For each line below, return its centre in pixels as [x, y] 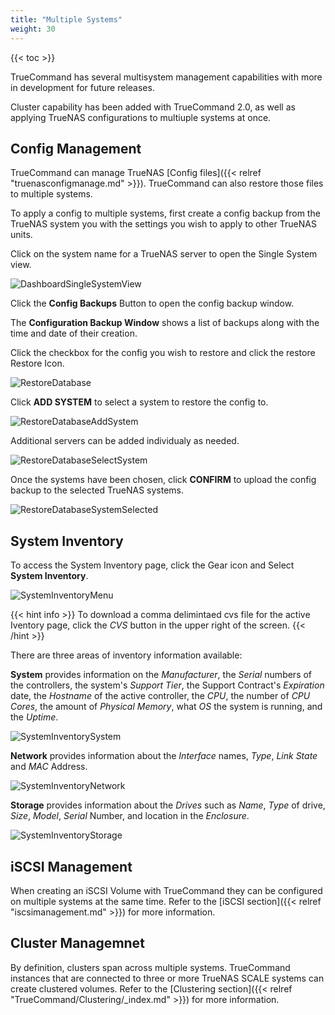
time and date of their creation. [74, 333]
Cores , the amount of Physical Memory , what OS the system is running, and [166, 707]
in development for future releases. [82, 87]
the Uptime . [34, 717]
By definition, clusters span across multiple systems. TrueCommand [150, 967]
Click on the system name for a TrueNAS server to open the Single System [164, 254]
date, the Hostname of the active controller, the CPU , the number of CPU [160, 696]
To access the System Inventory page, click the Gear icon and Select [152, 565]
